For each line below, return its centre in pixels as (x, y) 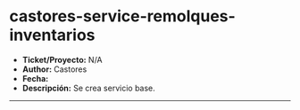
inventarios (52, 35)
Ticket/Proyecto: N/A (62, 59)
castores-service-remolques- (123, 16)
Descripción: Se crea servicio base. (89, 88)
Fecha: (35, 78)
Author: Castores (54, 69)
